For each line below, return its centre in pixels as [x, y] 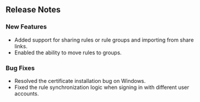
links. [21, 46]
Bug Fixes [20, 68]
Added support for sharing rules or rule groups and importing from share [104, 40]
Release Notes [33, 10]
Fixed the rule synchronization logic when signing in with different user [102, 87]
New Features [26, 27]
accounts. [27, 93]
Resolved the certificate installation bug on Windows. [80, 81]
